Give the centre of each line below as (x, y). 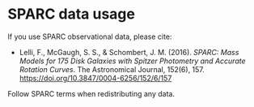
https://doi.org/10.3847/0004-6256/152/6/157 (95, 78)
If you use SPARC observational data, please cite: (90, 36)
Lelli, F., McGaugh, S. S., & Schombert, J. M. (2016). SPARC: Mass (129, 52)
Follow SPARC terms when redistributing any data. (91, 93)
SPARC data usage (71, 14)
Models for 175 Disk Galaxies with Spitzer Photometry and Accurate (132, 61)
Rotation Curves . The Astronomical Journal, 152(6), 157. (112, 69)
